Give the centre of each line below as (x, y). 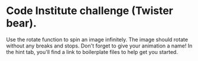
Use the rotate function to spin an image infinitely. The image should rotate (97, 39)
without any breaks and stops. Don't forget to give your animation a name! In (99, 46)
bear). (22, 23)
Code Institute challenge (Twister (90, 11)
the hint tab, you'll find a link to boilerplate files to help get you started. (92, 52)
